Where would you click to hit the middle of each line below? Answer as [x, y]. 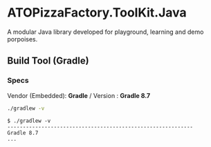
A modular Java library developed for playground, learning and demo [105, 32]
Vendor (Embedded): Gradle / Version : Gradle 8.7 [79, 95]
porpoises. [22, 39]
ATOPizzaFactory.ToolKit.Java [97, 13]
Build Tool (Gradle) [48, 61]
